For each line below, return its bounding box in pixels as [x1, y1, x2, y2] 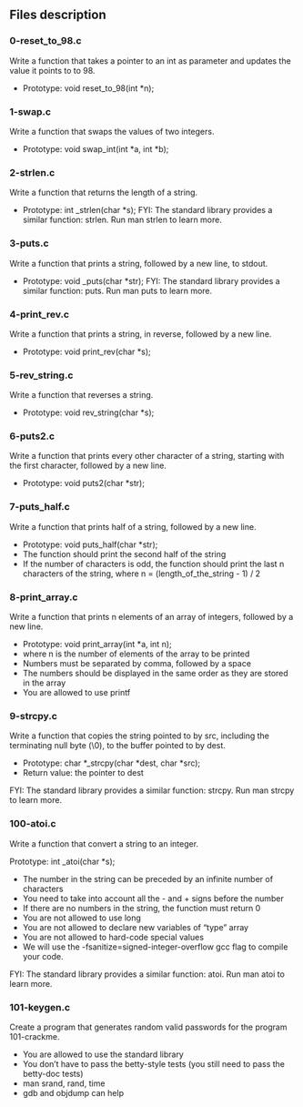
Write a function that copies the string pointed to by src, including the [9, 730, 270, 741]
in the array [22, 677, 66, 688]
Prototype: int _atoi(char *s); [9, 856, 116, 867]
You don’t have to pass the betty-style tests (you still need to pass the [22, 1058, 285, 1069]
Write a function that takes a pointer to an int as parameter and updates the [9, 55, 291, 66]
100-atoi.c [9, 818, 56, 830]
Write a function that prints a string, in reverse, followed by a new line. [9, 328, 272, 340]
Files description [9, 7, 106, 23]
